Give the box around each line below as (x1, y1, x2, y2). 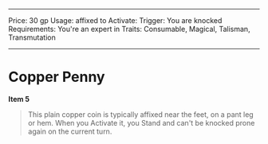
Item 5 (8, 94, 30, 103)
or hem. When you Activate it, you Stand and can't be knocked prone (27, 118, 255, 127)
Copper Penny (8, 68, 105, 86)
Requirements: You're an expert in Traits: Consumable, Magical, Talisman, (8, 25, 250, 33)
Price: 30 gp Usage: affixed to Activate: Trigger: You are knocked (8, 16, 223, 25)
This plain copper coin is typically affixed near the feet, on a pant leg (27, 109, 254, 119)
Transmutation (8, 33, 56, 42)
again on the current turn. (27, 126, 112, 136)
